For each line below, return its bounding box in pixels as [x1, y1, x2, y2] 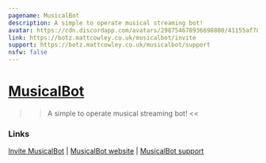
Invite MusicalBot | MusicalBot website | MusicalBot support [8, 146, 204, 156]
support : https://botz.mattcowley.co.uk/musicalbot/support [8, 41, 211, 49]
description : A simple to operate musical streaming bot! [8, 19, 203, 27]
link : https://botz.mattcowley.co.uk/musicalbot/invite [8, 33, 196, 42]
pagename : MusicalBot [8, 11, 80, 20]
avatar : [8, 26, 34, 34]
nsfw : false [8, 48, 47, 56]
